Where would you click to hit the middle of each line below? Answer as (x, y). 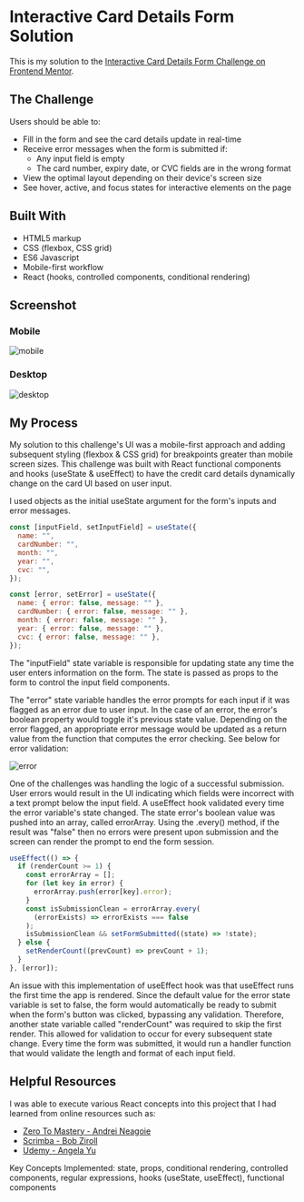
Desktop (29, 375)
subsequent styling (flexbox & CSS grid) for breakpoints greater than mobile (151, 455)
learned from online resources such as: (83, 1113)
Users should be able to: (55, 121)
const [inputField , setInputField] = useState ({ (103, 528)
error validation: (39, 748)
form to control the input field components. (90, 682)
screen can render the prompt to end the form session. (112, 841)
